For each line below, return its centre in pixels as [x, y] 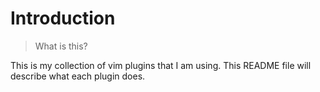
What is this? [61, 46]
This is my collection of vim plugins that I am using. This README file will [161, 65]
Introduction [63, 18]
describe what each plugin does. [78, 76]
